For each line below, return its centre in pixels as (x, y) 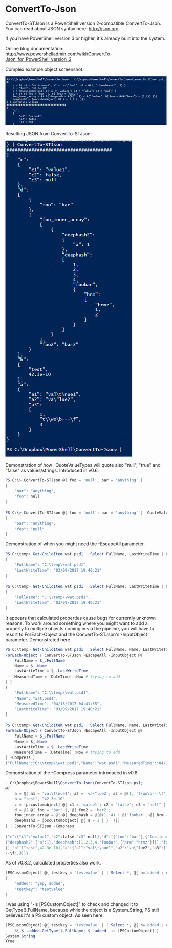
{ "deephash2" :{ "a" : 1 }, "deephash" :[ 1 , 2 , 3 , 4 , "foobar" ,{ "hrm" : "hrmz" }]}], (83, 842)
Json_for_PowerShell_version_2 (38, 59)
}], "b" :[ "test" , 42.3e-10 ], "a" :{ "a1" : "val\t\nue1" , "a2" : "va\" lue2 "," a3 (82, 848)
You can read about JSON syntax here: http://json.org (62, 28)
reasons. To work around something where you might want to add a (77, 623)
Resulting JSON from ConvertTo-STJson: (49, 133)
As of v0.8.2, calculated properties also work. (53, 863)
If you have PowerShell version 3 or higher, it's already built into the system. (85, 38)
